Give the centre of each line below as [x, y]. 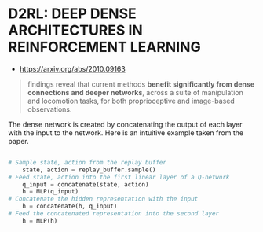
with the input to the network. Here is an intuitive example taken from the [126, 133]
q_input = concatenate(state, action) [86, 184]
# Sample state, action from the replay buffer [88, 162]
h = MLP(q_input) [51, 192]
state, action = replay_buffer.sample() [89, 170]
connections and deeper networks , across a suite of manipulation [135, 92]
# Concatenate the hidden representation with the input [103, 199]
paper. [18, 141]
